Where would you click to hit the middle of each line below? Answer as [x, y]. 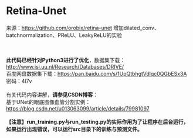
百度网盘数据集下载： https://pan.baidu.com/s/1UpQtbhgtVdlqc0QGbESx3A [97, 73]
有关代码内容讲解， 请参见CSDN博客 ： [52, 95]
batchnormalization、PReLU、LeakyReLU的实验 [64, 35]
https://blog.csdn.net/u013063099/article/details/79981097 [78, 108]
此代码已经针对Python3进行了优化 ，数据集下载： [65, 60]
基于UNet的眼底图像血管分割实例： [48, 102]
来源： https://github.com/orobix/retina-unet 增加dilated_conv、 [83, 28]
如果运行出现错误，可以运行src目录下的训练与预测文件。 [74, 129]
